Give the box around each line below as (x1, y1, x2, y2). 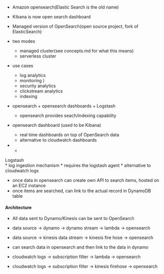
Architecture (5, 204, 32, 210)
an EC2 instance (12, 183, 46, 188)
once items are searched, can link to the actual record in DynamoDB (12, 188, 152, 194)
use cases (12, 63, 34, 68)
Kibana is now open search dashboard (12, 14, 91, 19)
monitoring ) (19, 78, 45, 83)
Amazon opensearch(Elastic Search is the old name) (12, 4, 119, 10)
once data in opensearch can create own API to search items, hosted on (12, 177, 160, 183)
